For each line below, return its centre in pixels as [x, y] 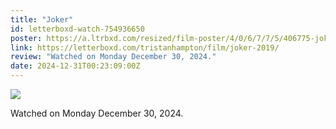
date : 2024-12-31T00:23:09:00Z [75, 66]
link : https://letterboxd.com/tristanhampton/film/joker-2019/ [145, 47]
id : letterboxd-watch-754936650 [77, 29]
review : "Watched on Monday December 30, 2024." [113, 57]
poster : [26, 38]
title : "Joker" [42, 19]
